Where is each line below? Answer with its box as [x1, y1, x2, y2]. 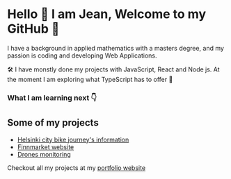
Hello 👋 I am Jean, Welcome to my [7, 6, 207, 22]
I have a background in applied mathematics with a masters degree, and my [7, 44, 225, 52]
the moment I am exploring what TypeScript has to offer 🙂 [7, 75, 173, 83]
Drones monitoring [17, 150, 71, 158]
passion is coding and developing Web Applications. [7, 51, 158, 60]
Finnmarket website [17, 142, 74, 151]
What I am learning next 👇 [7, 93, 97, 103]
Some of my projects [7, 117, 99, 129]
